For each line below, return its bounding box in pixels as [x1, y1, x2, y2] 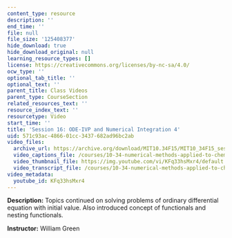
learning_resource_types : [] [7, 55, 91, 62]
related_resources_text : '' [7, 100, 88, 107]
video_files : [7, 139, 45, 146]
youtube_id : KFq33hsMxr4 [13, 177, 85, 184]
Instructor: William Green [7, 224, 80, 232]
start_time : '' [7, 119, 51, 127]
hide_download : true [7, 42, 67, 49]
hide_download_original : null [7, 49, 95, 56]
